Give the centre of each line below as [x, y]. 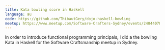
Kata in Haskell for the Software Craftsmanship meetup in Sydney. [72, 43]
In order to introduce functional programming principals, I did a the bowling [81, 37]
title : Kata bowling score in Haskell [45, 10]
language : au [18, 14]
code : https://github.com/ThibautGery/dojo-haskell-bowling [68, 19]
